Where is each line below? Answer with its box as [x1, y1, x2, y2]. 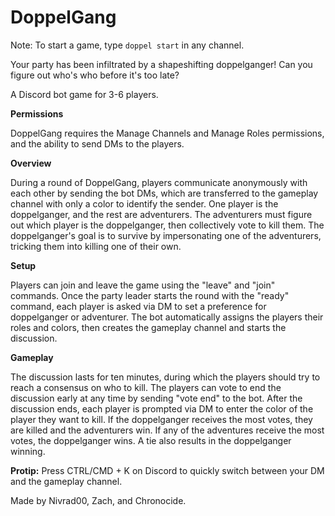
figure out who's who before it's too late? [10, 69, 180, 81]
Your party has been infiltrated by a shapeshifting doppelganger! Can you [10, 58, 313, 70]
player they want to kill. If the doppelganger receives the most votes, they [10, 413, 313, 425]
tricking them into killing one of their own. [10, 240, 182, 252]
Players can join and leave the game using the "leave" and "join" [10, 279, 276, 291]
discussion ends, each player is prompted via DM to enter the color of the [10, 402, 314, 415]
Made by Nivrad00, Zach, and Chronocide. [10, 494, 187, 506]
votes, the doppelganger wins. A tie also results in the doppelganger [10, 434, 292, 446]
